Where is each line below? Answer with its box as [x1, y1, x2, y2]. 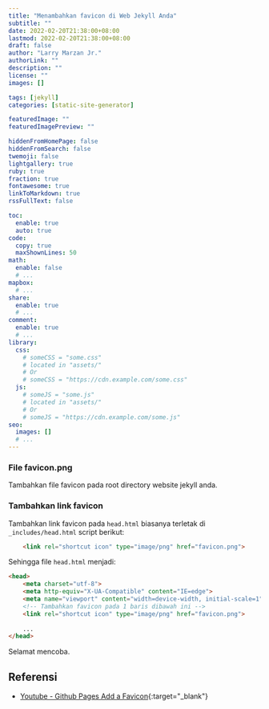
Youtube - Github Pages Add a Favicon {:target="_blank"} [19, 691, 209, 701]
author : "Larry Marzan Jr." [8, 49, 102, 57]
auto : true [15, 226, 52, 234]
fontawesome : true [8, 182, 70, 190]
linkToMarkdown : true [8, 189, 81, 198]
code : [8, 234, 26, 242]
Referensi [8, 670, 58, 683]
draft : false [8, 42, 52, 50]
